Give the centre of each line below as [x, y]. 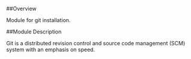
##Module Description [34, 32]
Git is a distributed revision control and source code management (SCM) [96, 43]
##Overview [22, 9]
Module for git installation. [38, 20]
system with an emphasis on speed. [50, 49]
